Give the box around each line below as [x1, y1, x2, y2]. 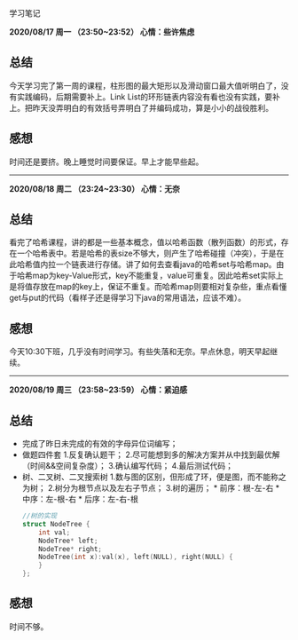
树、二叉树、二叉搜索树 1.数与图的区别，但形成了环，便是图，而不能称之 [21, 471, 286, 482]
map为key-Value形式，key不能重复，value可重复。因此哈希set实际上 [32, 270, 284, 281]
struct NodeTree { [21, 519, 90, 528]
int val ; [38, 527, 71, 537]
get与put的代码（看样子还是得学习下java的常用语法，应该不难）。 [9, 292, 247, 304]
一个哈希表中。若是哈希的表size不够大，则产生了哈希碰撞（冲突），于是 [16, 248, 277, 259]
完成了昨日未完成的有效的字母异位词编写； [21, 439, 178, 449]
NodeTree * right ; [38, 544, 102, 553]
